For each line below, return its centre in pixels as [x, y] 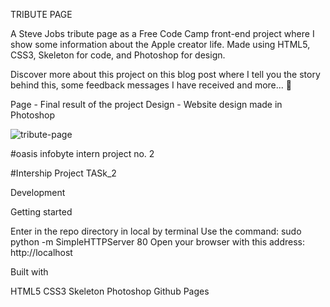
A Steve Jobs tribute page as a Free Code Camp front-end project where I [162, 33]
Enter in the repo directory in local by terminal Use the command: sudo [156, 231]
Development [38, 192]
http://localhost [41, 252]
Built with [29, 272]
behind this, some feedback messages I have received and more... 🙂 [151, 85]
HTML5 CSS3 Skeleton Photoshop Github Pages [110, 291]
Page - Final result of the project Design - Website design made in [146, 104]
